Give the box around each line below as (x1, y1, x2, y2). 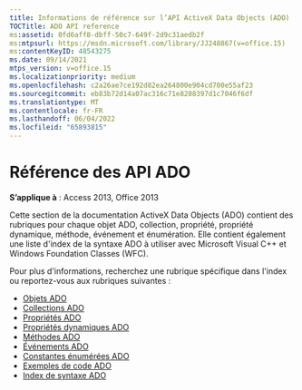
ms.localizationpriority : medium (9, 73, 136, 82)
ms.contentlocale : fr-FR (9, 106, 103, 115)
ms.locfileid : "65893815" (9, 123, 107, 132)
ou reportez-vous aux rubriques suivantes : (9, 275, 171, 286)
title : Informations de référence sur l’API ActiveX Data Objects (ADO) (9, 13, 290, 23)
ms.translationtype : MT (9, 97, 100, 107)
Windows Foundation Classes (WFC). (9, 248, 149, 258)
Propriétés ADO (22, 312, 82, 323)
